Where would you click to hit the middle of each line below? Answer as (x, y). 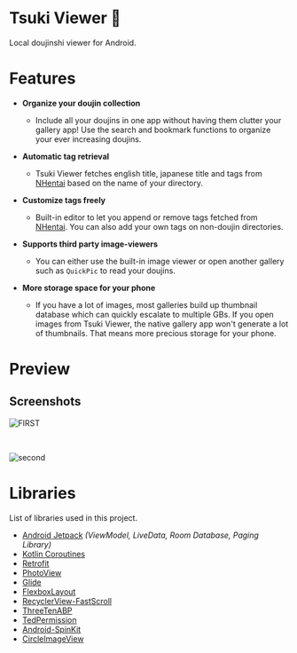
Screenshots (45, 401)
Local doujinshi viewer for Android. (73, 43)
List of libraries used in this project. (74, 517)
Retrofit (35, 563)
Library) (36, 544)
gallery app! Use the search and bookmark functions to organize (153, 130)
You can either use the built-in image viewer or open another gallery (160, 261)
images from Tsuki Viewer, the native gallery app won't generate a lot (162, 324)
